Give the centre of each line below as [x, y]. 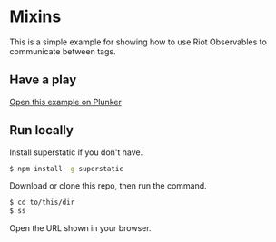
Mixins [35, 17]
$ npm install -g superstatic [67, 169]
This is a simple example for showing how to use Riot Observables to [138, 42]
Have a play [43, 80]
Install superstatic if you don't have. [76, 152]
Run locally [42, 130]
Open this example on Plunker [66, 102]
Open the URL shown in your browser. [80, 228]
